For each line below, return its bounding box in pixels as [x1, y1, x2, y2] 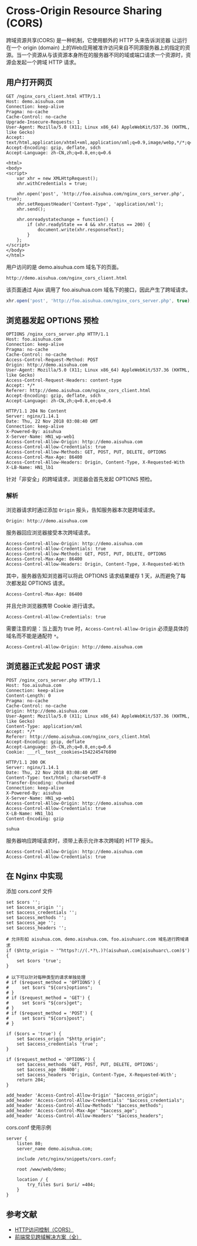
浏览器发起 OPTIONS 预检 [6, 315, 99, 326]
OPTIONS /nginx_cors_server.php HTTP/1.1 [6, 331, 109, 338]
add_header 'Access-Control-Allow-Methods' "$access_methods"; [6, 1103, 164, 1109]
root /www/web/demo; [16, 1166, 67, 1173]
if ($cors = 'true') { [6, 1031, 62, 1037]
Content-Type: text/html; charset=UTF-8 [6, 775, 107, 781]
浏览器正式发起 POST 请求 [6, 661, 101, 672]
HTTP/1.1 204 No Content [6, 408, 67, 414]
